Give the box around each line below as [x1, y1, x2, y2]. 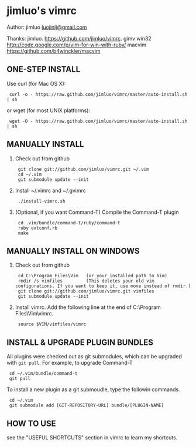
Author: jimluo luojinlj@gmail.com [6, 23, 87, 31]
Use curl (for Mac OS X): [6, 80, 66, 87]
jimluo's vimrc [6, 4, 77, 18]
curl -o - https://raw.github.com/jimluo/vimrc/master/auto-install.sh [9, 91, 188, 98]
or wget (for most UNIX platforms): [6, 107, 90, 114]
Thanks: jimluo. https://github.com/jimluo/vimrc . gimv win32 [6, 35, 152, 42]
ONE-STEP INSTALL [6, 65, 81, 75]
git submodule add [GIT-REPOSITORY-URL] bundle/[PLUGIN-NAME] [9, 402, 164, 409]
